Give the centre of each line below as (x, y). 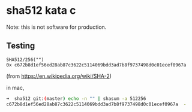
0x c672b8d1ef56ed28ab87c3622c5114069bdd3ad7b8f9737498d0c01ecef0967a (96, 65)
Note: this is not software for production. (56, 27)
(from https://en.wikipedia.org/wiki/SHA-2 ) (59, 76)
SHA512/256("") (25, 60)
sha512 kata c (41, 10)
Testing (21, 46)
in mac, (15, 87)
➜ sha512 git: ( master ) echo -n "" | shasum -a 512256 (76, 99)
